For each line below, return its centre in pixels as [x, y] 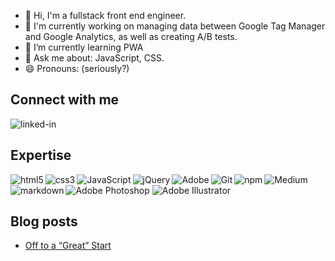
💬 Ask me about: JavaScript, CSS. [94, 58]
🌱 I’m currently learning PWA [84, 47]
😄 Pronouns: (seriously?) [77, 68]
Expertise [41, 155]
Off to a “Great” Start [68, 246]
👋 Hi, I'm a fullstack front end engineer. [105, 15]
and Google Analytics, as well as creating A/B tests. [131, 36]
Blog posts [44, 221]
